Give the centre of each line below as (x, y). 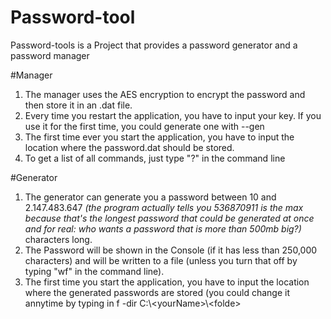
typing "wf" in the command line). (94, 271)
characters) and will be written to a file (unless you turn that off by (161, 260)
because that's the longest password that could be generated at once (169, 218)
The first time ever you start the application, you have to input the (159, 137)
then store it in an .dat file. (78, 105)
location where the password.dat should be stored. (129, 147)
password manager (50, 55)
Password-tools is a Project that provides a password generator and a (154, 45)
